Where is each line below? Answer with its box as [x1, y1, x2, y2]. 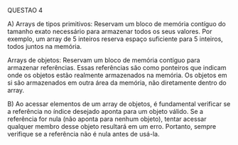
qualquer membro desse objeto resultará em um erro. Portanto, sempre [7, 122, 217, 130]
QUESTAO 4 [7, 6, 43, 14]
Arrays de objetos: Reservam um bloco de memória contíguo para [7, 56, 200, 64]
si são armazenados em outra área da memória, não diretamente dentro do [7, 79, 227, 87]
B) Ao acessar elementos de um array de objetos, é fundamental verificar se [7, 100, 231, 108]
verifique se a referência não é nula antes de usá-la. [7, 130, 160, 138]
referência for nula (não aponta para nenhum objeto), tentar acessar [7, 115, 207, 123]
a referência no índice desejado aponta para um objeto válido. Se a [7, 108, 204, 115]
